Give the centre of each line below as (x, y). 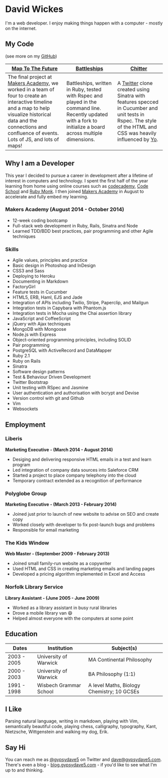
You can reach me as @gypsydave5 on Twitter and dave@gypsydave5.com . (83, 760)
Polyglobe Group (26, 493)
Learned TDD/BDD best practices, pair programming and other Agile (83, 231)
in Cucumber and (137, 108)
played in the (82, 102)
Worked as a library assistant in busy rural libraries (64, 608)
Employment (25, 424)
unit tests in (131, 114)
